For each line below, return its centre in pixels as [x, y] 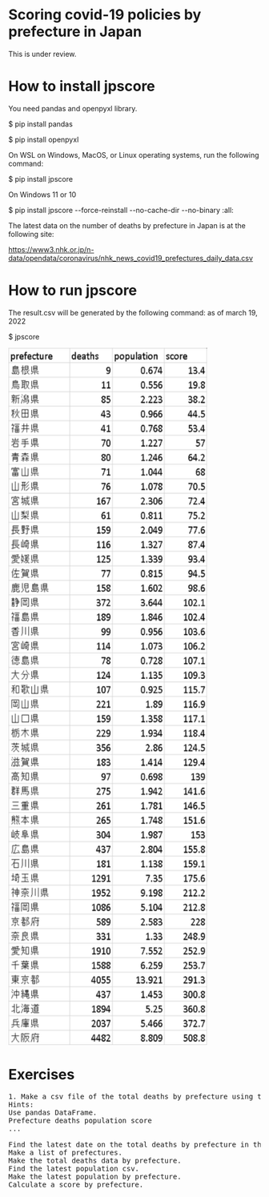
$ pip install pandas [41, 124]
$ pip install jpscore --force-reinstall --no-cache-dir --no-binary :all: [121, 210]
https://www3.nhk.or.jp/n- [51, 249]
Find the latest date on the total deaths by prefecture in [129, 1144]
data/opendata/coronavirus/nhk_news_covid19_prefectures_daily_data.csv [131, 258]
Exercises [42, 1074]
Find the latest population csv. [74, 1168]
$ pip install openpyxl [44, 139]
